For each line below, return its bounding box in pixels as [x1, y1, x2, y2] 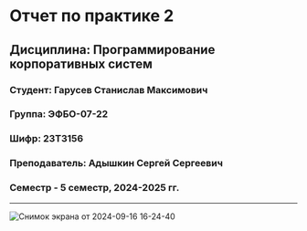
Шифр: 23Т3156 [9, 132, 84, 145]
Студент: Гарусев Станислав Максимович [9, 83, 208, 96]
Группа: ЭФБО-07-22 [9, 108, 109, 121]
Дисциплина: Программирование [9, 42, 216, 58]
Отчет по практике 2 [9, 5, 175, 26]
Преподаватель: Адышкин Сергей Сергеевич [9, 157, 224, 170]
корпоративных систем [9, 56, 153, 71]
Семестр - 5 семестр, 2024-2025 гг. [9, 182, 180, 194]
